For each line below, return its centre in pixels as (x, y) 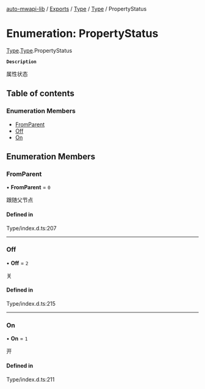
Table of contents (40, 93)
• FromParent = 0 (28, 187)
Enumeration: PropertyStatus (82, 34)
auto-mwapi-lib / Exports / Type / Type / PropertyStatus (77, 9)
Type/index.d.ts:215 (31, 304)
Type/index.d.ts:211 (31, 379)
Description (21, 62)
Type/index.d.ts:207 (31, 228)
